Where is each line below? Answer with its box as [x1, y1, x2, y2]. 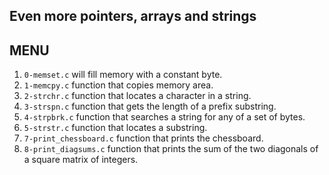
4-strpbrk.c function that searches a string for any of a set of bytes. [23, 111, 306, 123]
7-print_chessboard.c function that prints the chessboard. [23, 132, 264, 144]
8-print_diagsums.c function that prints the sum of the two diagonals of [23, 143, 319, 155]
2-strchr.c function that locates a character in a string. [23, 90, 252, 102]
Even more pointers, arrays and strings [9, 8, 257, 25]
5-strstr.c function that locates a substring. [23, 122, 208, 134]
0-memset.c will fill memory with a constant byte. [23, 69, 223, 81]
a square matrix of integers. [23, 154, 139, 166]
